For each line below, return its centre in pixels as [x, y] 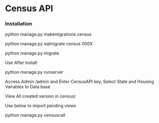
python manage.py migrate [32, 53]
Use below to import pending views [41, 106]
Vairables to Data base [28, 87]
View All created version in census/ [40, 96]
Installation [19, 24]
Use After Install [21, 63]
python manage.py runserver [34, 72]
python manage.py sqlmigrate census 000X [49, 44]
